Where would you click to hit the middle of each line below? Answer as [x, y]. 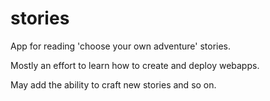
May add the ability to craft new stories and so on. [113, 84]
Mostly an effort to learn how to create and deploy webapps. [135, 65]
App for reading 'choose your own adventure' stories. [121, 46]
